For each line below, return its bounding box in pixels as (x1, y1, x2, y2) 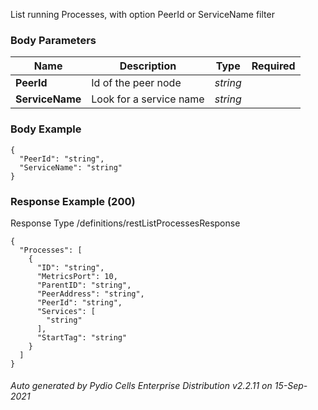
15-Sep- (274, 380, 308, 392)
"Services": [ (36, 306, 97, 316)
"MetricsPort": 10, (36, 271, 118, 281)
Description (119, 59, 177, 73)
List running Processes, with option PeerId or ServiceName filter (10, 9, 275, 20)
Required (251, 59, 296, 73)
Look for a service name (91, 92, 205, 106)
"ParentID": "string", (36, 280, 132, 290)
